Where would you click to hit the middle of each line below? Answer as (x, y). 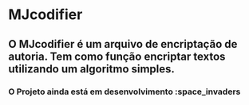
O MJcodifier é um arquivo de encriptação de (123, 44)
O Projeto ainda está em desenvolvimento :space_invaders (125, 91)
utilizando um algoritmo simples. (92, 69)
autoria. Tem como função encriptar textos (117, 56)
